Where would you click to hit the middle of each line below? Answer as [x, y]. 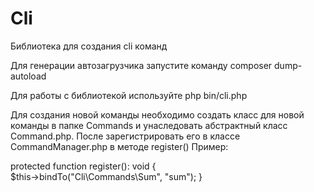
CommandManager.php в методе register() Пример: [119, 146]
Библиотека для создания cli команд [89, 46]
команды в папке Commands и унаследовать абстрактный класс [149, 125]
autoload [28, 76]
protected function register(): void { [83, 166]
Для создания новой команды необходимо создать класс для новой [157, 114]
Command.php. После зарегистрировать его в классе [125, 136]
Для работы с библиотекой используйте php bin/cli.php [129, 95]
